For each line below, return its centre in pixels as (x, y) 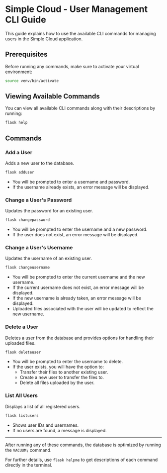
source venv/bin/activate (32, 81)
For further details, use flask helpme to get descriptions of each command (82, 460)
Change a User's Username (39, 247)
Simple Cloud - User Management (77, 9)
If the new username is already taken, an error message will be (77, 298)
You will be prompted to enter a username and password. (71, 182)
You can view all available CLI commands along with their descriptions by (80, 108)
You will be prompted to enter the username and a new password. (80, 229)
